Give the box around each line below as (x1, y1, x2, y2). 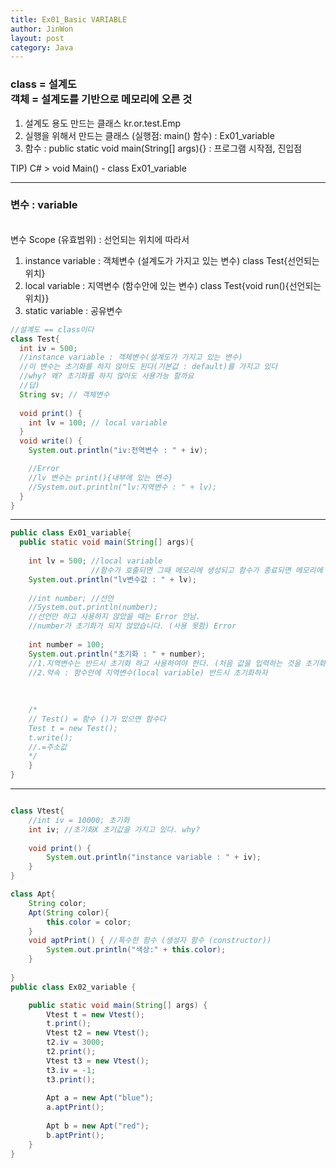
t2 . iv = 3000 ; (46, 1037, 105, 1048)
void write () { (19, 436, 83, 446)
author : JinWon (10, 24, 74, 34)
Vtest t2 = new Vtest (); (46, 1028, 150, 1038)
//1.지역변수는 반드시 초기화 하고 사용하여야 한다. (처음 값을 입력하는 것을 (28, 658, 302, 668)
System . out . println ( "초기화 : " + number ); (28, 649, 207, 659)
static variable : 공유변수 (24, 304, 123, 316)
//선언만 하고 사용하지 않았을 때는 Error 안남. (28, 612, 201, 622)
